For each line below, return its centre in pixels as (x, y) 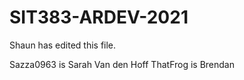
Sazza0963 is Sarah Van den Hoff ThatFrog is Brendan (122, 64)
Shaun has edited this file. (63, 45)
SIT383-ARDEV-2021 (99, 17)
